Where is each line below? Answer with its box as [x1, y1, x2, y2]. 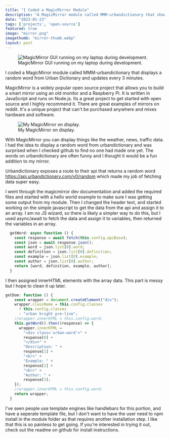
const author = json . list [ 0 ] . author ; [14, 259, 94, 264]
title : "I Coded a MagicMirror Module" [5, 7, 90, 13]
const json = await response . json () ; [14, 240, 94, 245]
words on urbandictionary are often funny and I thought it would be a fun [5, 152, 157, 158]
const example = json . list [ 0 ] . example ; [14, 254, 99, 259]
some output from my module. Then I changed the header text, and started [5, 199, 161, 205]
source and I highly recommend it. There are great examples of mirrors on [5, 101, 159, 107]
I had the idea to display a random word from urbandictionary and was [5, 142, 152, 148]
